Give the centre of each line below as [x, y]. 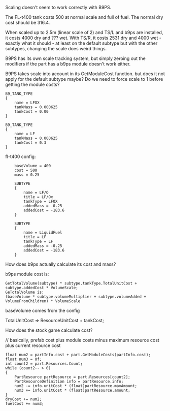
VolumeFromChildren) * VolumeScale [43, 301]
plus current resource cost [33, 345]
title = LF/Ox [38, 197]
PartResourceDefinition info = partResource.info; [69, 382]
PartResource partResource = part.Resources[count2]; [72, 377]
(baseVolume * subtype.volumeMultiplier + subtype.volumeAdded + [76, 297]
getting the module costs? [32, 84]
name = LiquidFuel [43, 233]
